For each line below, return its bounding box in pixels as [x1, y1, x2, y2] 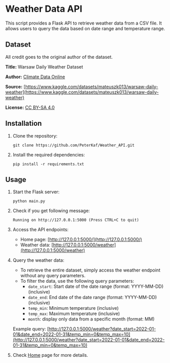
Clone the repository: [12, 132, 58, 139]
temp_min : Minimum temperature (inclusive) [28, 305, 119, 311]
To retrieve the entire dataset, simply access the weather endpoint [20, 267, 160, 274]
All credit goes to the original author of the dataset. [5, 54, 113, 60]
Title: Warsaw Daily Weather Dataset [5, 63, 83, 70]
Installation [5, 119, 42, 128]
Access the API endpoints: [12, 226, 69, 233]
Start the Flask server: [12, 189, 60, 195]
